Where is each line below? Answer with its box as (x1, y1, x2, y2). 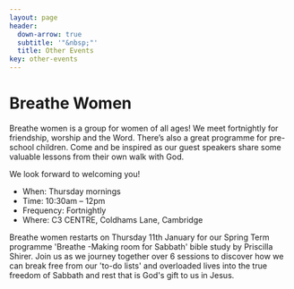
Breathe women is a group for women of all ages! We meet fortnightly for (9, 123, 279, 133)
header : (9, 21, 39, 30)
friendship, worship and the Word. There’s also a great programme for (9, 132, 267, 143)
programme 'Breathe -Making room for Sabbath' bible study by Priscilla (9, 241, 273, 251)
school (9, 141, 34, 152)
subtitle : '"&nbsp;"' (17, 38, 99, 47)
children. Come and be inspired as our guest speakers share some (35, 141, 282, 152)
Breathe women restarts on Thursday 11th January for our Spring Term (9, 232, 271, 242)
